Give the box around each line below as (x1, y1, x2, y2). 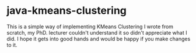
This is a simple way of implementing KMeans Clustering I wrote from (6, 23, 174, 30)
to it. (6, 41, 17, 48)
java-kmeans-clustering (6, 4, 127, 17)
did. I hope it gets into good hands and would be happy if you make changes (6, 35, 191, 42)
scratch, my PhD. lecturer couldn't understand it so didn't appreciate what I (6, 29, 187, 36)
